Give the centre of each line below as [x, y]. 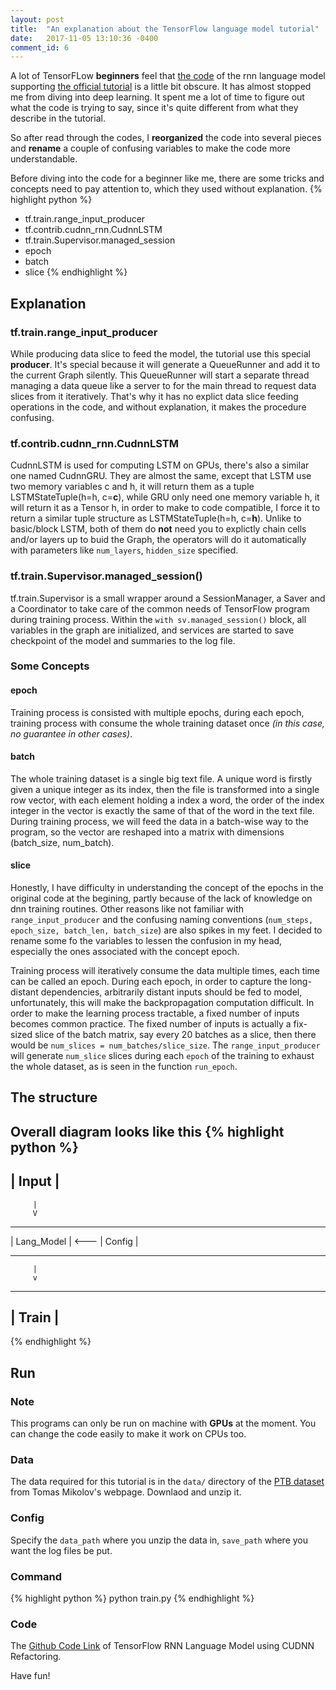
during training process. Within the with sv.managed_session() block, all [158, 619]
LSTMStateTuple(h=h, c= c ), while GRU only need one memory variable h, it [165, 497]
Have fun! [30, 1676]
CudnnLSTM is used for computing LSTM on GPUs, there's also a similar [160, 465]
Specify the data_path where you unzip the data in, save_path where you [159, 1540]
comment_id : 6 [40, 47]
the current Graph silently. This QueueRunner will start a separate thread [160, 375]
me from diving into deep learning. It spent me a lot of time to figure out [157, 97]
